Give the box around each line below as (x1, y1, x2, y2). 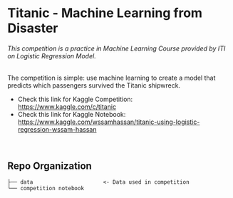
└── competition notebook (7, 185, 84, 192)
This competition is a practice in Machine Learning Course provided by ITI (7, 44, 226, 53)
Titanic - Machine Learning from (7, 5, 203, 21)
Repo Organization (7, 160, 93, 172)
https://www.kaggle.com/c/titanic (17, 103, 116, 111)
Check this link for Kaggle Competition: (17, 95, 133, 104)
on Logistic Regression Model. (7, 51, 96, 60)
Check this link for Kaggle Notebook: (17, 110, 126, 119)
